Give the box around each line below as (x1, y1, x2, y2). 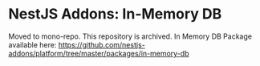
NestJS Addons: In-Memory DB (8, 5, 222, 23)
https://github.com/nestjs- (58, 39, 146, 49)
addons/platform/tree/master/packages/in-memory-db (8, 48, 189, 58)
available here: (8, 39, 57, 49)
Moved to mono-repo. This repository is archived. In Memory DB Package (8, 31, 253, 41)
